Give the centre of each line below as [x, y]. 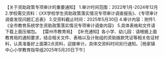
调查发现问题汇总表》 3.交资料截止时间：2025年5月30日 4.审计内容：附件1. [81, 19]
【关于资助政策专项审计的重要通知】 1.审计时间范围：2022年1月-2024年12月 [82, 7]
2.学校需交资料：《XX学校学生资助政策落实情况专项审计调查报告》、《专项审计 [82, 13]
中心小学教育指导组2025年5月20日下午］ [46, 50]
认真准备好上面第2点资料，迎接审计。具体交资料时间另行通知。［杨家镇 [84, 44]
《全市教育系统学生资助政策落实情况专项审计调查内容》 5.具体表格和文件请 [80, 25]
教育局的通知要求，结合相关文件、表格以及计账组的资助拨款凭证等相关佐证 [80, 38]
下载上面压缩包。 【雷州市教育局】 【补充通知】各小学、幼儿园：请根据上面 [81, 31]
